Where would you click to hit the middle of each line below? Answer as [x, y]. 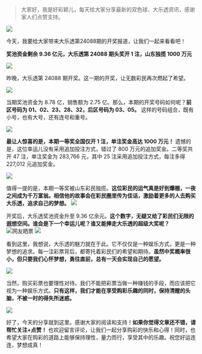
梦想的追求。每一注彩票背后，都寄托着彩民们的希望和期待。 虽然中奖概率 [96, 251]
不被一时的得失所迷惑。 [46, 298]
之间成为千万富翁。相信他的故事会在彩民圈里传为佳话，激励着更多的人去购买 [101, 196]
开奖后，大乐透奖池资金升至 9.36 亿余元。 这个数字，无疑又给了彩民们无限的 [100, 216]
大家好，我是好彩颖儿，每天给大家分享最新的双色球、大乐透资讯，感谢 [108, 9]
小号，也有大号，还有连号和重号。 [48, 117]
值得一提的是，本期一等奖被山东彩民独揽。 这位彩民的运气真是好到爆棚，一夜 [101, 188]
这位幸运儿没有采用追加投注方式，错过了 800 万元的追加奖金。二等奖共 [105, 149]
